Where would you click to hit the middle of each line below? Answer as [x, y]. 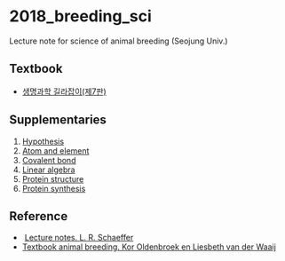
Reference [39, 216]
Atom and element [55, 150]
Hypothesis [43, 141]
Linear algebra [48, 170]
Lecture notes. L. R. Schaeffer [79, 238]
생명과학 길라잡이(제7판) [64, 91]
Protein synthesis [54, 188]
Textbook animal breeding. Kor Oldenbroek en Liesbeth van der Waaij [149, 247]
